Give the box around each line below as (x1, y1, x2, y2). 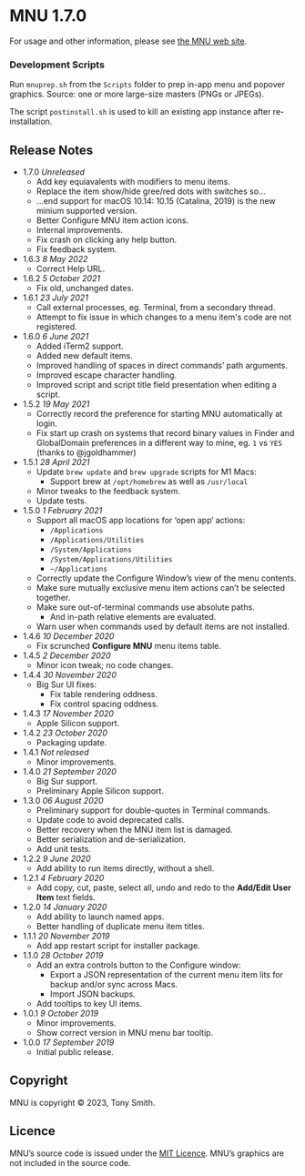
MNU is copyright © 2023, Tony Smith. (9, 1097, 156, 1108)
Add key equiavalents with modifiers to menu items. (36, 177, 230, 188)
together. (36, 593, 71, 603)
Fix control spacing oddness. (49, 698, 159, 710)
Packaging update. (36, 737, 107, 748)
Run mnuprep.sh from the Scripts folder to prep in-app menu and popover (9, 79, 285, 90)
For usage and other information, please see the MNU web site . (9, 35, 248, 46)
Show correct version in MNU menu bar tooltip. (36, 1028, 214, 1039)
